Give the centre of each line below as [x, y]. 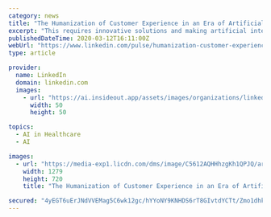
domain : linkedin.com [52, 82]
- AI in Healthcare [48, 135]
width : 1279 [43, 171]
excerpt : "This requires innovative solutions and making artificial [128, 31]
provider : [25, 68]
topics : [21, 127]
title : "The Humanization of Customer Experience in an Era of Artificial [137, 23]
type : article [32, 53]
